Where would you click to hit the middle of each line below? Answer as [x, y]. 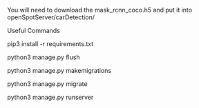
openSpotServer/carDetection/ [51, 17]
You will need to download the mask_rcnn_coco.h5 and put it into [99, 10]
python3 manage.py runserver [50, 97]
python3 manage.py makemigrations [59, 71]
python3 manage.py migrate [47, 84]
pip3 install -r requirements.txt [50, 44]
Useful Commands [34, 31]
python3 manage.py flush [44, 57]
